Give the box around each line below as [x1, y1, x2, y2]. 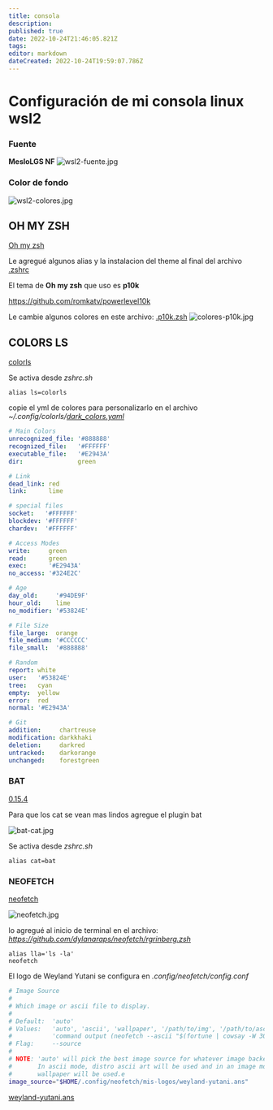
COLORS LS [8, 335, 69, 349]
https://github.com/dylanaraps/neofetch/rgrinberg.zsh [8, 935, 191, 944]
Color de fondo [8, 177, 69, 188]
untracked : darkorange [8, 749, 96, 757]
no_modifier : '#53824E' [8, 607, 89, 615]
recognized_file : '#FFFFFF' [8, 443, 111, 451]
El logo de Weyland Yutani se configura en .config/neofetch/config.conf [8, 971, 249, 981]
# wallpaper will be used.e [8, 1069, 126, 1078]
